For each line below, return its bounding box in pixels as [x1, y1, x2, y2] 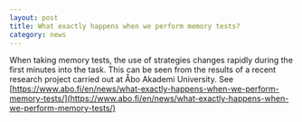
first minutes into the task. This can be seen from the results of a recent [9, 64, 277, 75]
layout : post [9, 13, 59, 23]
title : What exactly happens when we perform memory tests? [9, 22, 241, 31]
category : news [9, 30, 67, 39]
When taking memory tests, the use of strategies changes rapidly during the [9, 55, 294, 66]
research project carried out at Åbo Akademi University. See [9, 74, 233, 85]
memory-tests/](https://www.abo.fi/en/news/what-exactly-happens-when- [9, 93, 289, 104]
